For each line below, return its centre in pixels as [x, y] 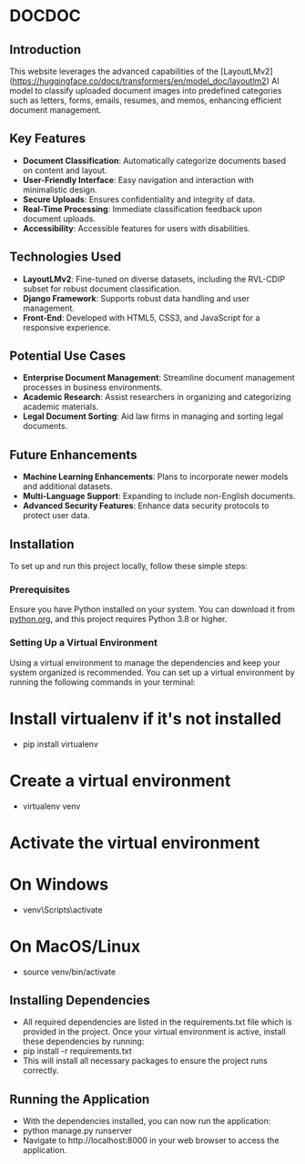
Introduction [46, 50]
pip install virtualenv [60, 744]
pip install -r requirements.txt [77, 1051]
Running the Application [80, 1099]
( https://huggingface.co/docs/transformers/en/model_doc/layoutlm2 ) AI [144, 81]
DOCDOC [46, 16]
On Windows [59, 884]
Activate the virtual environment [135, 842]
